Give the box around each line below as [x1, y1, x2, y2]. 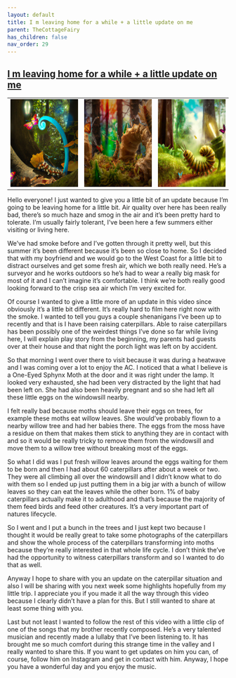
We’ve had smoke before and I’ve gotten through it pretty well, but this [7, 239, 211, 248]
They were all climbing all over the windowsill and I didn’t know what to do [7, 472, 222, 481]
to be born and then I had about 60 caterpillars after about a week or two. [7, 465, 220, 474]
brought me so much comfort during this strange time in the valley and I [7, 640, 215, 649]
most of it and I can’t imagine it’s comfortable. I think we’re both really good [7, 277, 225, 285]
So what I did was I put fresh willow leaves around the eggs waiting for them [7, 458, 228, 466]
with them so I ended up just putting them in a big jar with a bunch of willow [7, 480, 226, 488]
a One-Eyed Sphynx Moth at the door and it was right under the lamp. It [7, 371, 214, 379]
